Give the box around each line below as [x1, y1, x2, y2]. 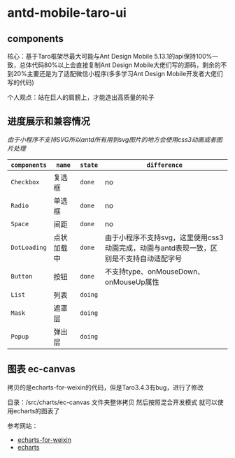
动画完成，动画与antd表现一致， [104, 243, 211, 253]
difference [146, 161, 183, 169]
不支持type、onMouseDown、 [104, 267, 205, 276]
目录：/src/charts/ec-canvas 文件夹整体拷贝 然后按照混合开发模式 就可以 [7, 398, 218, 406]
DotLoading [10, 243, 47, 251]
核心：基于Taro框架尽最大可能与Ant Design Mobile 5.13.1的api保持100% [7, 52, 213, 60]
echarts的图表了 [13, 406, 60, 415]
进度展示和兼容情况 [7, 115, 90, 127]
